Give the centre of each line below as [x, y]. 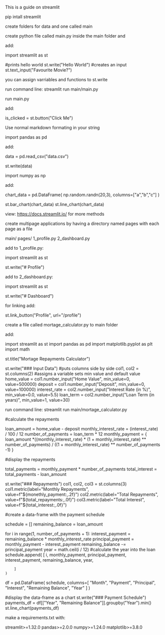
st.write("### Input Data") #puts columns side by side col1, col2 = [72, 368]
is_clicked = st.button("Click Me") [39, 118]
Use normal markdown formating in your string [52, 128]
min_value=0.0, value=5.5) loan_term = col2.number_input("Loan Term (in [80, 395]
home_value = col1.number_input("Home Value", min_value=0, [68, 379]
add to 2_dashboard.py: [29, 277]
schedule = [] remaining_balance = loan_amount [54, 524]
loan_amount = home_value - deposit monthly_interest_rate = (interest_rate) [82, 429]
